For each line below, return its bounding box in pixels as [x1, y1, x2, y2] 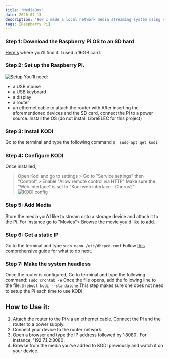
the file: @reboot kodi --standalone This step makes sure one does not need [5, 282, 164, 289]
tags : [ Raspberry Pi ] [5, 21, 51, 27]
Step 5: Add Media [5, 202, 51, 209]
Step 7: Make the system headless [5, 260, 91, 267]
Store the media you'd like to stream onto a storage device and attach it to [5, 213, 158, 219]
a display [12, 94, 32, 100]
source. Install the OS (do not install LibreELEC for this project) [12, 115, 142, 121]
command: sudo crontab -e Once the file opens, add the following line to [5, 277, 156, 283]
